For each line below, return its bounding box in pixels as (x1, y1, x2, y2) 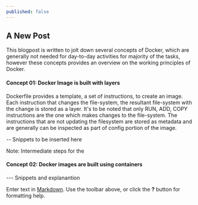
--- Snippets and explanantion (6, 174, 80, 181)
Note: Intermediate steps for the (6, 147, 84, 154)
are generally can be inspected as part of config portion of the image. (6, 124, 177, 131)
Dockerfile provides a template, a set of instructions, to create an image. (6, 92, 183, 100)
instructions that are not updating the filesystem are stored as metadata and (6, 117, 192, 125)
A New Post (6, 31, 51, 41)
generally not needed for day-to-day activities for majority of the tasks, (6, 53, 180, 60)
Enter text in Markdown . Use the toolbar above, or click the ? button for (6, 185, 180, 192)
